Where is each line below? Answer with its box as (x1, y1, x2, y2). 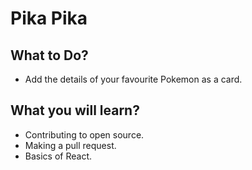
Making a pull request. (24, 139, 117, 151)
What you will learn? (10, 102, 140, 119)
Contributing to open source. (24, 128, 145, 141)
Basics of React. (24, 150, 93, 162)
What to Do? (10, 47, 89, 64)
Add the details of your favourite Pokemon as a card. (24, 73, 243, 85)
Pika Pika (10, 7, 88, 30)
